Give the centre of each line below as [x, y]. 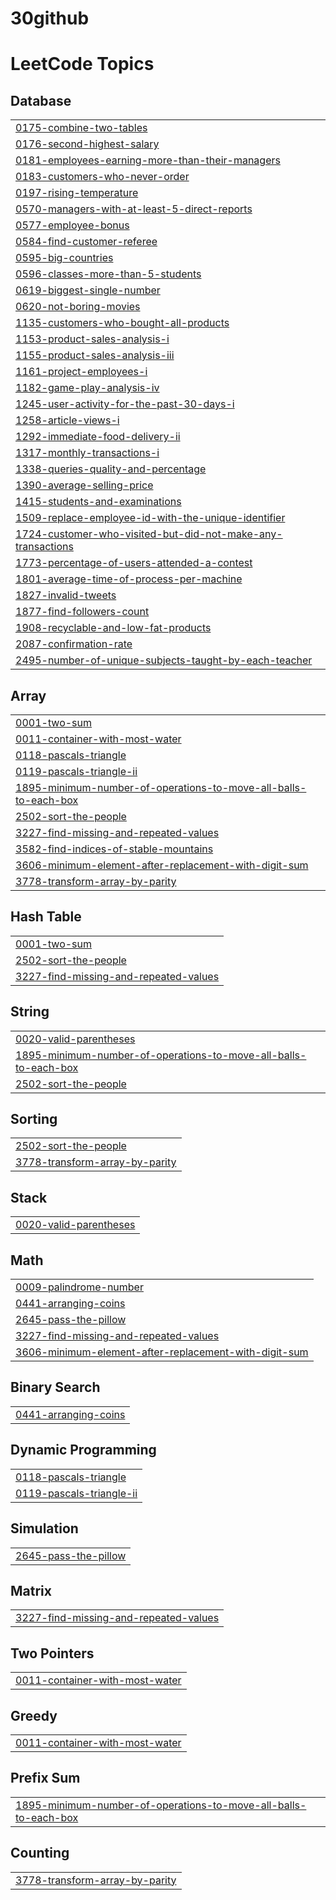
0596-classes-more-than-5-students [108, 274]
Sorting [34, 1119]
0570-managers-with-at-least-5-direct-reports [134, 209]
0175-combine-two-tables [81, 128]
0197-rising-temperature [77, 193]
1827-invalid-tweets [66, 595]
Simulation [44, 1528]
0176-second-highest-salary [87, 144]
